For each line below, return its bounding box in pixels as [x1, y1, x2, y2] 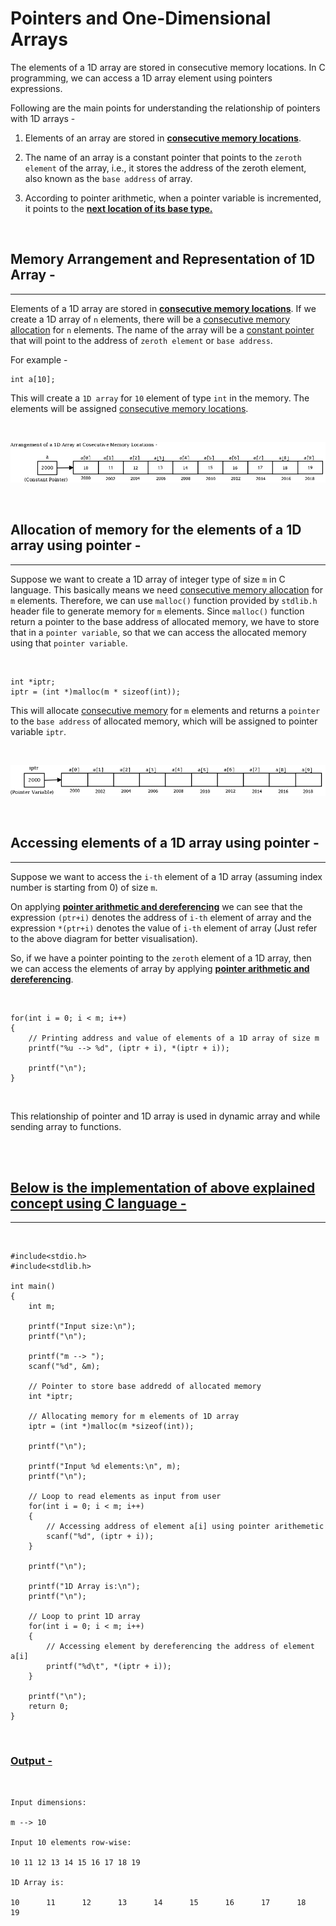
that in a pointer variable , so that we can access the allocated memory [10, 626, 307, 638]
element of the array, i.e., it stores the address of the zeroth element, [24, 162, 307, 174]
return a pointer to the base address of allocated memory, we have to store [10, 615, 320, 627]
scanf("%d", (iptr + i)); [46, 1532, 155, 1542]
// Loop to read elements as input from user [28, 1492, 222, 1502]
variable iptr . [10, 725, 67, 737]
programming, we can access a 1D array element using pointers [10, 72, 273, 84]
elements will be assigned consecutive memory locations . [10, 402, 249, 414]
